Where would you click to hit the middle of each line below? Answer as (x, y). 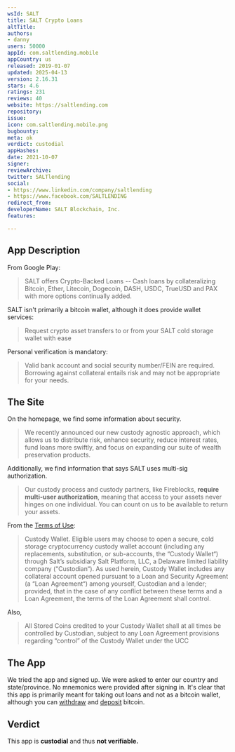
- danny (19, 40)
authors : (20, 33)
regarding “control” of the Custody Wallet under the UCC (107, 641)
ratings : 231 (26, 92)
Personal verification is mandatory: (58, 351)
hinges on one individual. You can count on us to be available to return (126, 504)
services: (20, 317)
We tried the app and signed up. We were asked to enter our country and (113, 680)
